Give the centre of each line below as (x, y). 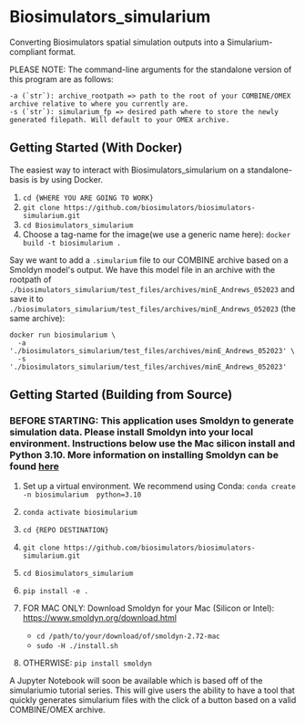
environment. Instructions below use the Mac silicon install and (152, 444)
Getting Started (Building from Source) (121, 395)
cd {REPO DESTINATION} (66, 530)
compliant (28, 51)
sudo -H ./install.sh (77, 646)
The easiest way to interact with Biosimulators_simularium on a (127, 170)
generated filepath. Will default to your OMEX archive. (120, 120)
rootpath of (30, 279)
